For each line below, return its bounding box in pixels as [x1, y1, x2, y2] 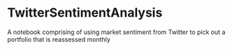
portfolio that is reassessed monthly [7, 35, 110, 43]
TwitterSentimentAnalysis [7, 5, 163, 21]
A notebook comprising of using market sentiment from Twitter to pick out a [7, 28, 226, 36]
